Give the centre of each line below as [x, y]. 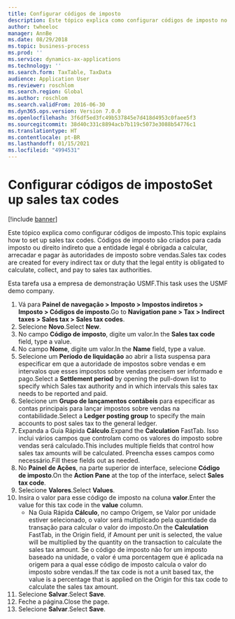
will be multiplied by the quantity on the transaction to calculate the [125, 542]
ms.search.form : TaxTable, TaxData [60, 72]
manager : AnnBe [30, 33]
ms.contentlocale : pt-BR [44, 137]
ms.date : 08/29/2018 [38, 40]
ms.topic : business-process [49, 46]
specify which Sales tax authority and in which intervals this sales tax [118, 386]
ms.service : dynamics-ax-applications [64, 59]
